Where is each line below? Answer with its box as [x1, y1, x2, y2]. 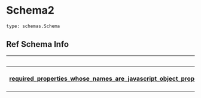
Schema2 [6, 4, 55, 17]
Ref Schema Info [6, 39, 69, 49]
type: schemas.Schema [6, 23, 60, 29]
